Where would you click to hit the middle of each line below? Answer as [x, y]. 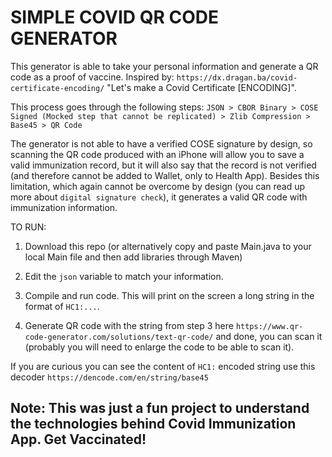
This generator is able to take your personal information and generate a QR [164, 66]
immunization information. [64, 207]
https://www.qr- [269, 326]
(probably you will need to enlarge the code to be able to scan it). [159, 347]
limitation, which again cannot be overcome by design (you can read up [158, 186]
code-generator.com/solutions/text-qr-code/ [119, 337]
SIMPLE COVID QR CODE [114, 17]
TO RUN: [28, 227]
